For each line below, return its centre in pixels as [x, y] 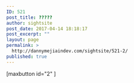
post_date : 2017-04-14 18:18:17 [47, 29]
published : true [27, 57]
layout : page [23, 40]
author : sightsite [29, 23]
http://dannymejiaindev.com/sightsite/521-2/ [70, 51]
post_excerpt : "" [28, 34]
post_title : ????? [29, 17]
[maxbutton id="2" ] [31, 73]
